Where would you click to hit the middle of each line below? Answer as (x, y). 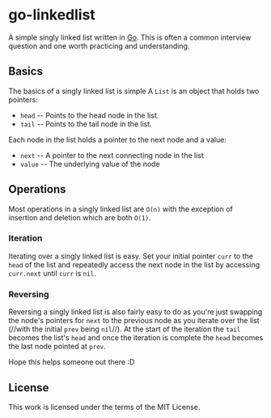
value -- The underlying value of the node (90, 164)
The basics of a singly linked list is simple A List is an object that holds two (134, 91)
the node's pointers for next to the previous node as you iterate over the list (134, 321)
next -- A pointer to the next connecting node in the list (112, 155)
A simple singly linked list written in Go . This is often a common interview (130, 37)
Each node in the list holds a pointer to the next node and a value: (117, 139)
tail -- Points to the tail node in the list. (86, 124)
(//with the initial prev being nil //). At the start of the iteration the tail (125, 329)
